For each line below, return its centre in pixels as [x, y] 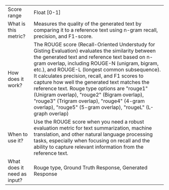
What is [17, 24]
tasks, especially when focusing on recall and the [92, 140]
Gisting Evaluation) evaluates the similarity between [95, 51]
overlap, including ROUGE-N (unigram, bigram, [103, 63]
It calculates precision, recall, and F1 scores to [89, 76]
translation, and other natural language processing [93, 134]
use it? [16, 140]
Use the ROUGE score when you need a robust [89, 122]
